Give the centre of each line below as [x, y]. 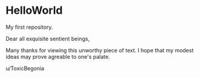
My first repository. [29, 27]
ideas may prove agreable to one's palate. [58, 56]
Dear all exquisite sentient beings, [48, 38]
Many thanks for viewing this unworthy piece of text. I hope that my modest [100, 50]
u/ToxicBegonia [25, 68]
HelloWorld [34, 10]
